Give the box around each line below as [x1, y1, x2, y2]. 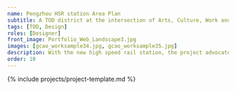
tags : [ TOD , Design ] [7, 23, 68, 30]
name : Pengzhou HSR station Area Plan [7, 10, 121, 17]
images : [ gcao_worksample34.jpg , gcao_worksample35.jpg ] [7, 43, 178, 50]
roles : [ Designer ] [7, 29, 61, 37]
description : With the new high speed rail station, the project [7, 50, 202, 57]
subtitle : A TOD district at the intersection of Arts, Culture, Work [7, 17, 218, 24]
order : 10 [7, 56, 37, 63]
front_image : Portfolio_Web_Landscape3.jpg [7, 36, 137, 43]
